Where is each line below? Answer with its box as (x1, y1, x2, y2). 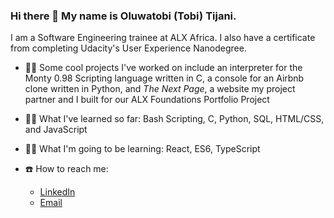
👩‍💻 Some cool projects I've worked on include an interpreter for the (24, 62, 303, 74)
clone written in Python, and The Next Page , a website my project (24, 83, 296, 95)
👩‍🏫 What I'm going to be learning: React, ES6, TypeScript (24, 143, 261, 155)
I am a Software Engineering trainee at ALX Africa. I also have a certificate (10, 32, 316, 44)
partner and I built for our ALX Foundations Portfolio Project (24, 94, 270, 106)
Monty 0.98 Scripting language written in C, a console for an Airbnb (24, 72, 305, 84)
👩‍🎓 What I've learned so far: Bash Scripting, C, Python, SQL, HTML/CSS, (24, 113, 325, 125)
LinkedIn (39, 186, 76, 198)
